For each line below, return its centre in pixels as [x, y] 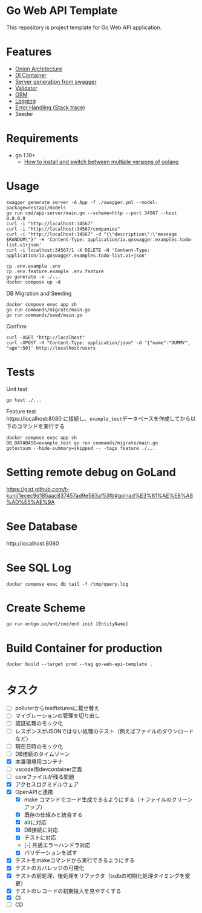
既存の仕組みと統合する [53, 815]
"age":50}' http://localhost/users [51, 348]
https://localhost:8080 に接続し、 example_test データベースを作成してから [99, 418]
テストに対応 [40, 838]
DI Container [31, 75]
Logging [25, 101]
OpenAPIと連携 [34, 792]
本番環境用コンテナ [39, 761]
